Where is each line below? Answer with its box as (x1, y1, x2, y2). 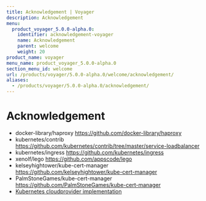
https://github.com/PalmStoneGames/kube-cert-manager (15, 181, 161, 188)
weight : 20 (17, 49, 45, 55)
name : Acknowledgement (17, 37, 75, 43)
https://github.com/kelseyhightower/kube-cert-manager (15, 168, 158, 175)
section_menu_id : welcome (6, 65, 72, 72)
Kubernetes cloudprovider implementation (15, 188, 122, 195)
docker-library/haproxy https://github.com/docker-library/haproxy (15, 129, 182, 136)
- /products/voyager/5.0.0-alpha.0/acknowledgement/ (12, 83, 150, 89)
